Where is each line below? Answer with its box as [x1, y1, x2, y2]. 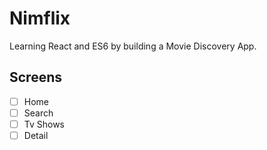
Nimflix [9, 7, 71, 30]
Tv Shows [23, 118, 65, 130]
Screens [9, 69, 62, 86]
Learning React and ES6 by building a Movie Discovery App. [9, 40, 257, 52]
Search [23, 107, 54, 119]
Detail [23, 129, 49, 141]
